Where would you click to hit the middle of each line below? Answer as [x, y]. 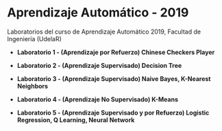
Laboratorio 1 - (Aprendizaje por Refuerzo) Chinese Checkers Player [116, 52]
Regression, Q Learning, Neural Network [76, 120]
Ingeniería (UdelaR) [34, 38]
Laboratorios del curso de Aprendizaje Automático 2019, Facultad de [104, 32]
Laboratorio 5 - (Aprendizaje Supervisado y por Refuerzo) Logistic [113, 112]
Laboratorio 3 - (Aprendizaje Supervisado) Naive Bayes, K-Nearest [114, 79]
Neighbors [33, 86]
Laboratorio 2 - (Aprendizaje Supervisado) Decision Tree [99, 65]
